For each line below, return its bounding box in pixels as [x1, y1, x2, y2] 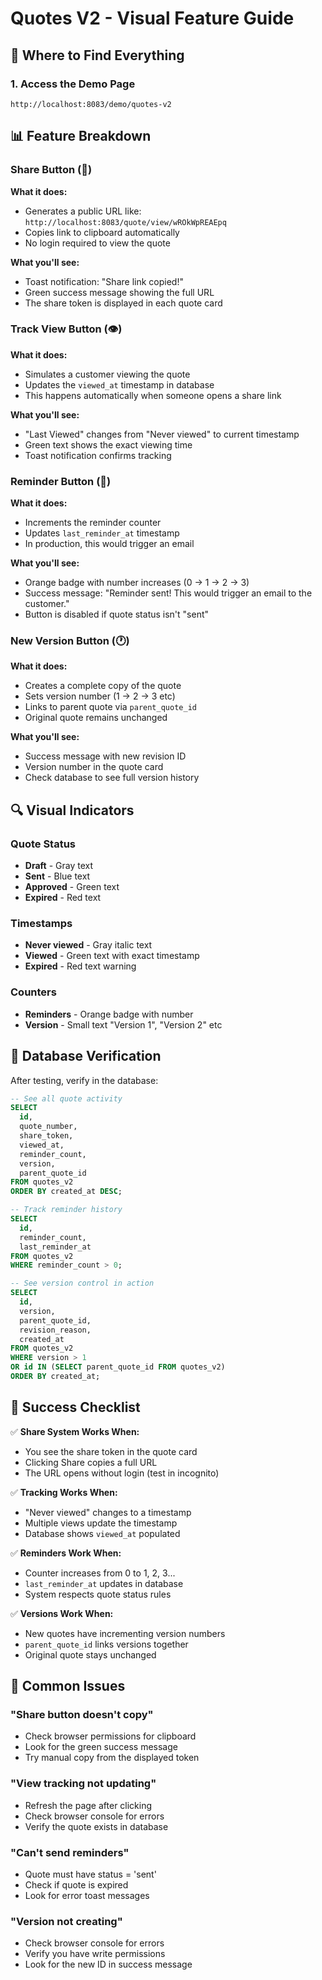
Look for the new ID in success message [24, 1958, 193, 1971]
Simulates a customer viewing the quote [24, 368, 191, 380]
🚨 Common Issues [10, 1678, 126, 1695]
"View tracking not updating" [10, 1777, 157, 1791]
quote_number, [19, 1122, 78, 1132]
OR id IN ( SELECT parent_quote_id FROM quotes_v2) [10, 1362, 226, 1372]
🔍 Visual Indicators [10, 802, 135, 819]
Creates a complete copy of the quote [24, 680, 182, 692]
